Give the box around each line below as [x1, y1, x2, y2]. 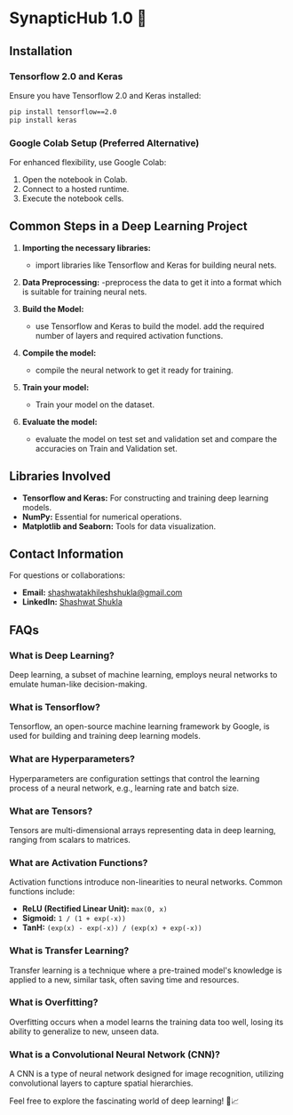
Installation [9, 44, 73, 59]
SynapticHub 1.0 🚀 [9, 8, 147, 28]
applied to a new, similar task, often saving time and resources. [9, 974, 240, 985]
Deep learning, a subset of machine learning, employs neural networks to [9, 670, 278, 680]
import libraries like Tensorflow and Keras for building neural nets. [35, 260, 277, 270]
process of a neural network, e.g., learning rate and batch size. [9, 782, 240, 793]
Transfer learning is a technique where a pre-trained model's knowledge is [9, 965, 282, 975]
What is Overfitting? [9, 996, 99, 1008]
